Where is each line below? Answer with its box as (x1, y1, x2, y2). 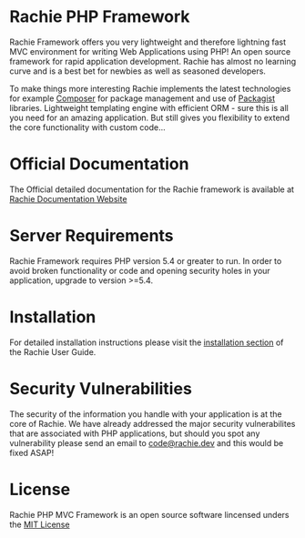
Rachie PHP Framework (9, 6, 190, 27)
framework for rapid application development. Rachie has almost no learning (9, 56, 297, 66)
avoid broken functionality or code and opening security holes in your (9, 265, 270, 276)
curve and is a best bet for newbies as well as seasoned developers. (9, 66, 267, 76)
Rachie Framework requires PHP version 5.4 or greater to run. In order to (9, 255, 282, 266)
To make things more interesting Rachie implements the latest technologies (9, 83, 291, 94)
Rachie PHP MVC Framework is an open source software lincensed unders (9, 509, 290, 520)
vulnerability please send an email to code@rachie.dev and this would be (9, 437, 284, 448)
